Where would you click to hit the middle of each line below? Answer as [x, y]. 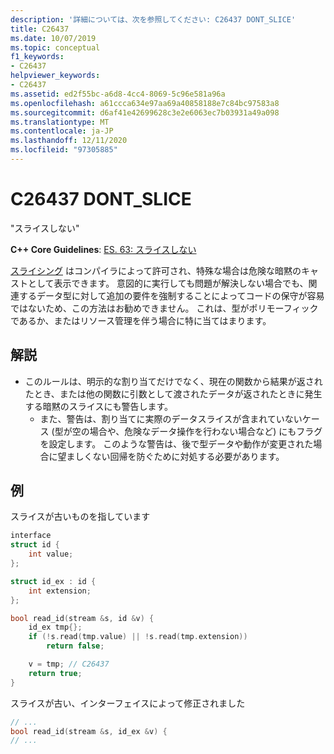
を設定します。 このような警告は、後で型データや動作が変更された [176, 443]
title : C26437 [40, 29]
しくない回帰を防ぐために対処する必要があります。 [179, 456]
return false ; [75, 646]
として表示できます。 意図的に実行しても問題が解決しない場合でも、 [168, 283]
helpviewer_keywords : [55, 76]
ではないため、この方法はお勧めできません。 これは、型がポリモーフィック [164, 308]
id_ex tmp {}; [55, 627]
